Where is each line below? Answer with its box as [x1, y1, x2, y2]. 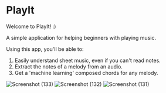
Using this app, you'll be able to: [6, 45, 84, 53]
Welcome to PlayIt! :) [6, 23, 56, 30]
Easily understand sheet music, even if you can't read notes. [14, 57, 161, 64]
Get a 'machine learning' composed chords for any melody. [14, 69, 158, 76]
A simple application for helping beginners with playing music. [6, 34, 157, 41]
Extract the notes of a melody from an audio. [14, 63, 123, 70]
